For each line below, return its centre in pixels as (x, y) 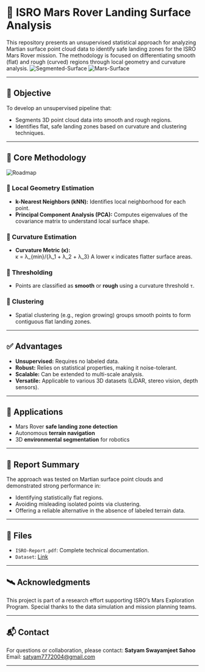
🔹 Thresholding (30, 272)
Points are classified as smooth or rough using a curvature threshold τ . (105, 286)
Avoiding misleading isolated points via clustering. (78, 504)
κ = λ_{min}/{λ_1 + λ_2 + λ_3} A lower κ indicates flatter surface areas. (104, 257)
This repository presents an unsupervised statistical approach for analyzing (101, 42)
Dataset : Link (32, 557)
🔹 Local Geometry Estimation (50, 188)
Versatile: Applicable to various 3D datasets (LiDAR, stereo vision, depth (106, 381)
